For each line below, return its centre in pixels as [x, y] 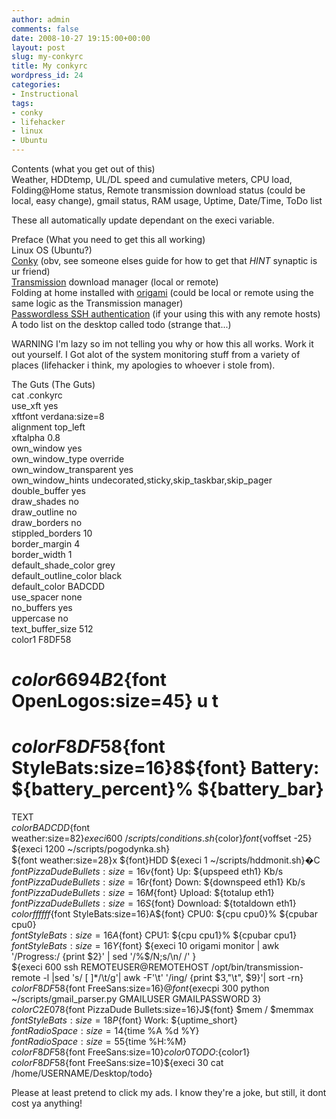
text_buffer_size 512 [52, 629]
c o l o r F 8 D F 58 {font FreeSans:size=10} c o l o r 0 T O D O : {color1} [131, 1052]
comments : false [45, 29]
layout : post [38, 47]
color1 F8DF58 [41, 639]
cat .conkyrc [37, 395]
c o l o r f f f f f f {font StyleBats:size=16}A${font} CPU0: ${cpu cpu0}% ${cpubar [164, 914]
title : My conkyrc [49, 66]
